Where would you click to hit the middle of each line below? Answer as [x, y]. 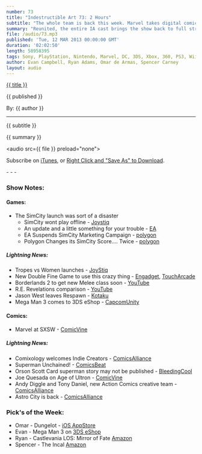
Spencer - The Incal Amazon [50, 444]
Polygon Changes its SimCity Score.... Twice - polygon [92, 241]
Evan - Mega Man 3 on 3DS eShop [58, 432]
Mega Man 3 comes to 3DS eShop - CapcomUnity [77, 302]
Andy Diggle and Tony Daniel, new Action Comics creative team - [96, 384]
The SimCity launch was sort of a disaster [67, 216]
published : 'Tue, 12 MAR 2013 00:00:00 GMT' [63, 40]
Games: [16, 202]
